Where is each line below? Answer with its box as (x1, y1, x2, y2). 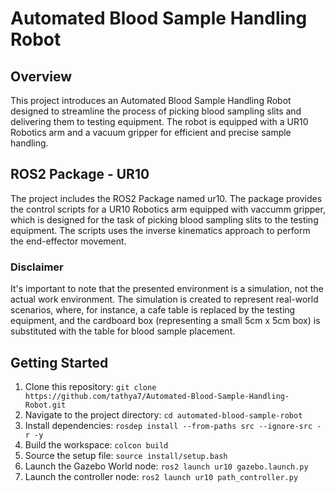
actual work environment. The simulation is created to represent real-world (10, 293, 319, 306)
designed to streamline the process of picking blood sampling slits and (10, 105, 302, 117)
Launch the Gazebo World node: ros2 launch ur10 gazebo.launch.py (24, 460, 309, 472)
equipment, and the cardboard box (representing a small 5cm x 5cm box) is (10, 315, 321, 327)
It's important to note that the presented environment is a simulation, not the (10, 283, 324, 295)
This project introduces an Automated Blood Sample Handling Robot (10, 95, 292, 106)
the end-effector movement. (10, 235, 127, 247)
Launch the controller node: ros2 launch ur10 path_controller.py (24, 470, 299, 482)
